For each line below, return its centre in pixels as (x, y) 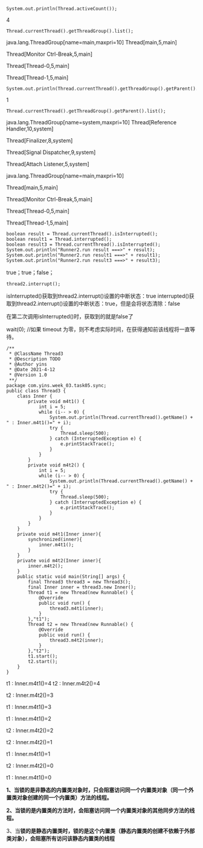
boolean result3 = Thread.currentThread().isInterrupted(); (84, 244)
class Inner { (35, 396)
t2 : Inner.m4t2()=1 (29, 742)
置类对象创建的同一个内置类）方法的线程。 (59, 797)
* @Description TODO (35, 359)
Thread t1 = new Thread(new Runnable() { (81, 593)
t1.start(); (43, 656)
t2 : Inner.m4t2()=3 (30, 695)
